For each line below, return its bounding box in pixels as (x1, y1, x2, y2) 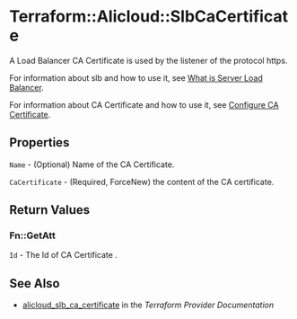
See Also (9, 276, 60, 291)
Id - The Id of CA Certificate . (9, 250, 118, 261)
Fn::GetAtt (9, 229, 56, 242)
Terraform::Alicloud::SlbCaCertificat (9, 6, 289, 27)
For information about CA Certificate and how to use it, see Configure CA (9, 99, 280, 110)
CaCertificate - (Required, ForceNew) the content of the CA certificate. (9, 176, 275, 187)
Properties (9, 135, 70, 150)
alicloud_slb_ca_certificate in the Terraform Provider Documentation (22, 299, 275, 311)
